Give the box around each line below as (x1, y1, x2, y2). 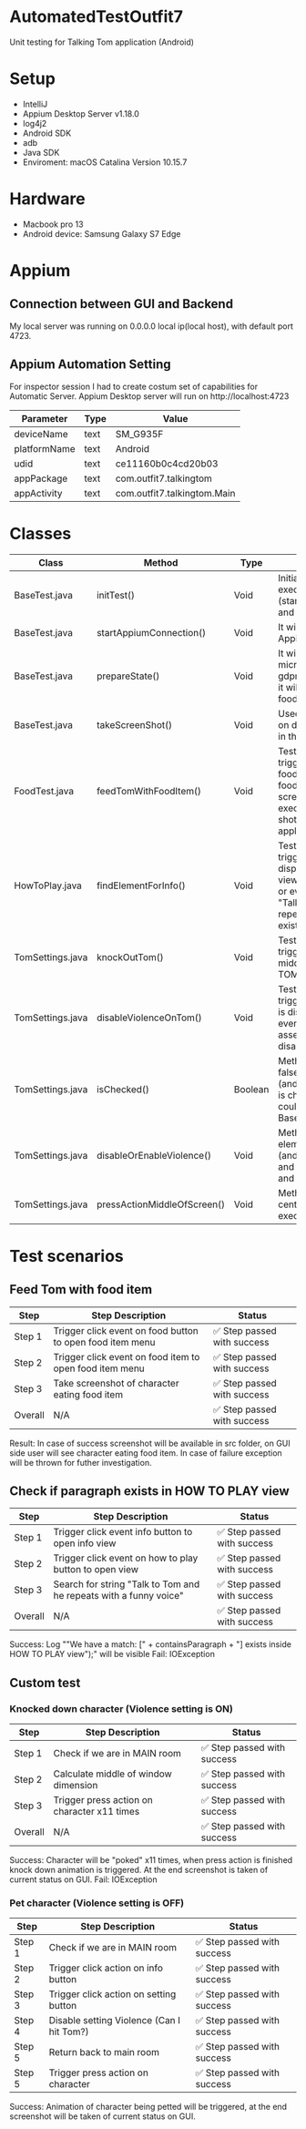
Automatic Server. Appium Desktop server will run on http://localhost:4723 (9, 390, 290, 402)
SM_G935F (115, 427, 164, 440)
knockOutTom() (97, 950, 164, 963)
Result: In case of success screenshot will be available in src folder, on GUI (9, 1438, 291, 1448)
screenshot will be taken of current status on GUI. (9, 2111, 196, 2122)
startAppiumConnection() (97, 626, 207, 639)
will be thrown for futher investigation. (9, 1457, 152, 1468)
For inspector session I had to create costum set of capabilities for (9, 381, 258, 392)
